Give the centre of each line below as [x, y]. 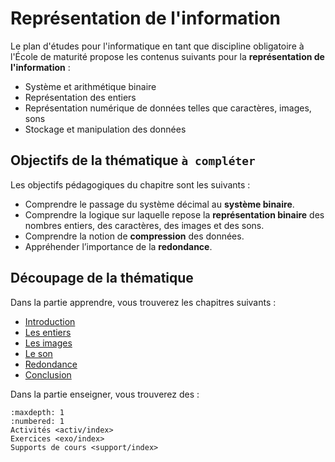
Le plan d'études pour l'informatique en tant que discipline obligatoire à [157, 46]
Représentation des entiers [80, 97]
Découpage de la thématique [102, 278]
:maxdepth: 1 [37, 412]
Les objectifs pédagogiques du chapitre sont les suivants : [130, 184]
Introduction [50, 321]
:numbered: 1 [37, 421]
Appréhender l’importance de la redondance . [118, 246]
